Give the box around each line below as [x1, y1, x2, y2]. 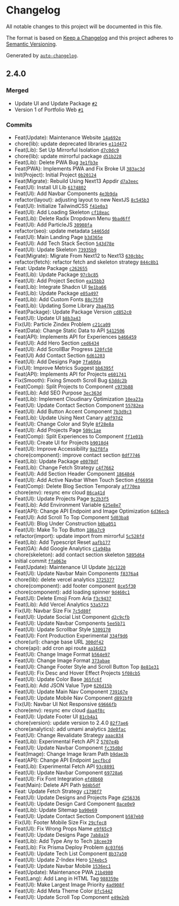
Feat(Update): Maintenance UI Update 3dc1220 [14, 563, 126, 570]
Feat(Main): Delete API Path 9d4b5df [14, 781, 101, 788]
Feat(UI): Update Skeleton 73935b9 [14, 246, 97, 253]
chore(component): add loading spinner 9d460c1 [14, 588, 130, 595]
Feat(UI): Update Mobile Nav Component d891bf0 [14, 694, 133, 701]
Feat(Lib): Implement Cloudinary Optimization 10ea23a [14, 395, 144, 402]
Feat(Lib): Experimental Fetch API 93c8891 [14, 762, 115, 769]
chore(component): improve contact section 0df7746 [14, 451, 141, 458]
